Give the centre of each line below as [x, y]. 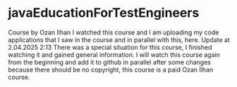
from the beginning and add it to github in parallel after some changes [109, 62]
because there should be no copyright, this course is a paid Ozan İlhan [111, 69]
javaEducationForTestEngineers [104, 13]
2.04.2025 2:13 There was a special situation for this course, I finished [110, 47]
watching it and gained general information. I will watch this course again [114, 55]
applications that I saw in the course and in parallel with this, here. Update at [119, 39]
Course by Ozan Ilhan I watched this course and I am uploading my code [114, 32]
